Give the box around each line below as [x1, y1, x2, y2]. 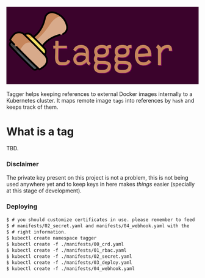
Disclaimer [6, 160, 39, 169]
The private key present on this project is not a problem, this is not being [6, 174, 189, 181]
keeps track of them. [6, 103, 59, 111]
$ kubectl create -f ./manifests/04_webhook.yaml [6, 266, 135, 272]
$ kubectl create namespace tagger [6, 235, 97, 241]
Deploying [6, 202, 38, 211]
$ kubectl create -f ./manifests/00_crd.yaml [6, 241, 124, 247]
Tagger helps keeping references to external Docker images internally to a [6, 90, 193, 98]
